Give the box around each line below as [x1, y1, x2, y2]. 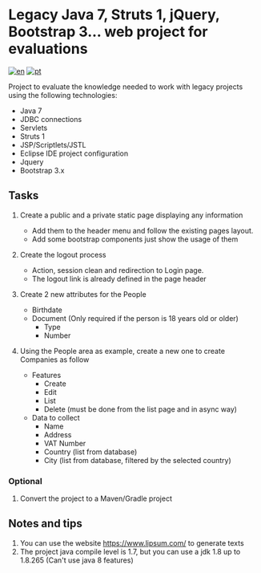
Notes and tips [8, 517, 82, 530]
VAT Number [43, 438, 86, 448]
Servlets [19, 123, 48, 132]
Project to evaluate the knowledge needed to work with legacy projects [8, 82, 243, 91]
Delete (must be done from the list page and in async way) [43, 404, 238, 414]
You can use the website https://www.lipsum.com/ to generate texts [19, 538, 244, 547]
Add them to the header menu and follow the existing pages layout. [31, 226, 254, 235]
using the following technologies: [8, 90, 118, 100]
